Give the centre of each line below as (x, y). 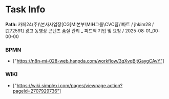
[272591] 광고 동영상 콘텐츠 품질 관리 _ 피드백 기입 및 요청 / (65, 31)
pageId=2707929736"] (37, 91)
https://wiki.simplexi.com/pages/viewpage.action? (70, 85)
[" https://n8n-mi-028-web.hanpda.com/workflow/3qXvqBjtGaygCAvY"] (88, 61)
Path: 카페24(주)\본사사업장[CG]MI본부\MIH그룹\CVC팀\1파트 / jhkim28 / (80, 24)
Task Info (25, 9)
